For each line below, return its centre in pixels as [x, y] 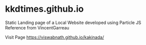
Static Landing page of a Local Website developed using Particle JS [73, 22]
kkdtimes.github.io [44, 9]
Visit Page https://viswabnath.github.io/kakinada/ [54, 37]
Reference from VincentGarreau [37, 27]
